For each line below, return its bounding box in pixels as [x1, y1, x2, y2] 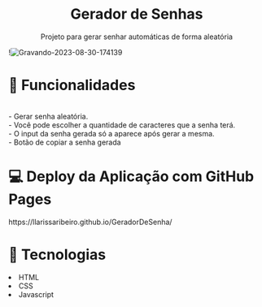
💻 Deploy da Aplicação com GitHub [8, 167, 255, 186]
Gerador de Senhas [70, 5, 203, 24]
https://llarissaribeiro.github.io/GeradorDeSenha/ [8, 217, 172, 227]
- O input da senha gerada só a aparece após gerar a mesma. [8, 128, 215, 138]
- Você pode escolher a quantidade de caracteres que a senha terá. [8, 119, 236, 130]
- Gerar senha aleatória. [8, 111, 89, 121]
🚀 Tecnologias [8, 245, 107, 264]
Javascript [19, 289, 55, 299]
